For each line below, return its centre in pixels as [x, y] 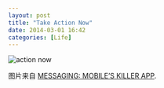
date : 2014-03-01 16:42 [47, 30]
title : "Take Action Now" [50, 23]
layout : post [29, 15]
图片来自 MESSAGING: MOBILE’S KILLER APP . [82, 76]
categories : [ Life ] [40, 37]
